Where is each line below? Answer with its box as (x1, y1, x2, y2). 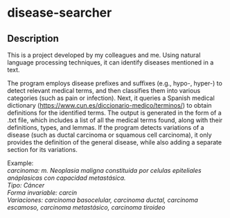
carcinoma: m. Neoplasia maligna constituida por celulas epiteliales (7, 167, 202, 174)
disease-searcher (7, 5, 112, 21)
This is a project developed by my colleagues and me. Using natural (7, 51, 201, 59)
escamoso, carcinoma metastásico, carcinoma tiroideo (7, 203, 166, 211)
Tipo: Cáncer (7, 181, 45, 189)
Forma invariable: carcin (7, 189, 78, 196)
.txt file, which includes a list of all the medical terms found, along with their (7, 116, 223, 124)
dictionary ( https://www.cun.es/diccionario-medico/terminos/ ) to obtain (7, 101, 213, 109)
